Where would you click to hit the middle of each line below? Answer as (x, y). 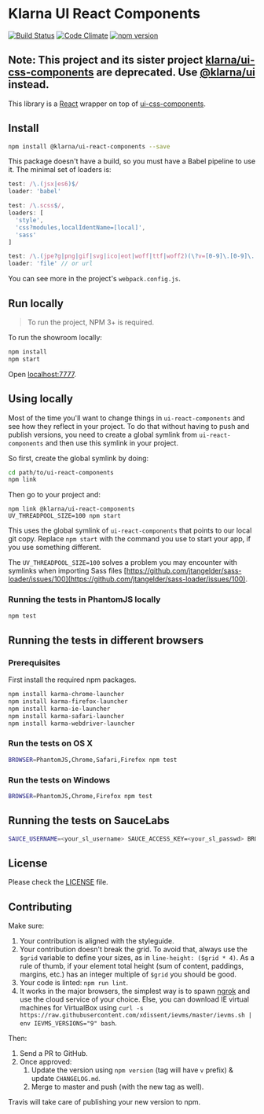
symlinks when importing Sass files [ (68, 571)
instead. (29, 84)
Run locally (36, 303)
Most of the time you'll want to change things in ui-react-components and (126, 418)
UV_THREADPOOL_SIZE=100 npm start (65, 516)
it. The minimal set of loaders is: (60, 170)
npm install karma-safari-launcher (66, 716)
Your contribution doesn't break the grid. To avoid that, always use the (133, 949)
